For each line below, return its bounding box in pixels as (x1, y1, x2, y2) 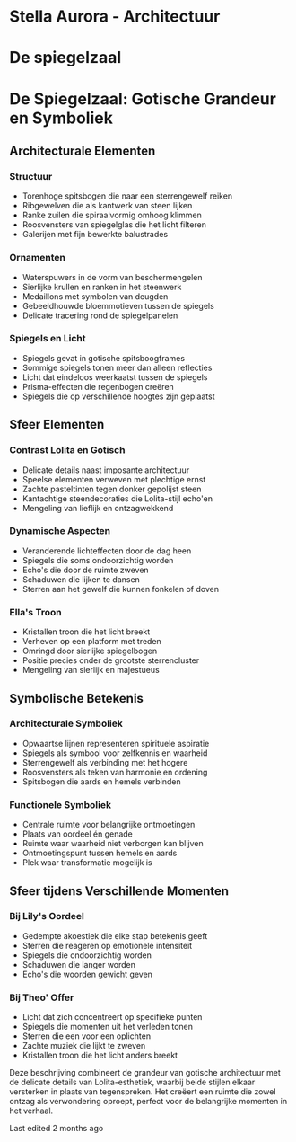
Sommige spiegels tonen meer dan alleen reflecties (22, 362, 213, 373)
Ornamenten (9, 252, 65, 264)
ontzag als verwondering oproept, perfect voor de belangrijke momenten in (9, 1096, 288, 1107)
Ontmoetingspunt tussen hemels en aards (22, 847, 178, 859)
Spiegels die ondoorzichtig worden (22, 950, 152, 961)
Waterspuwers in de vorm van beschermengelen (22, 271, 203, 282)
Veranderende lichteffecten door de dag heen (22, 545, 192, 556)
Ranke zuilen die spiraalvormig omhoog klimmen (22, 209, 202, 221)
